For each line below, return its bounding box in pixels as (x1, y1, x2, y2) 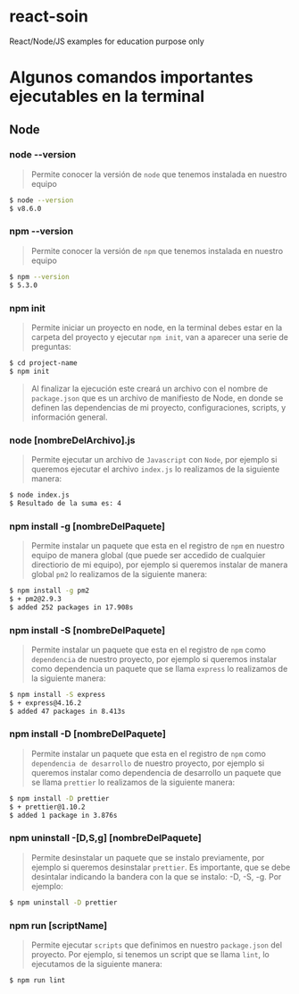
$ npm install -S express (9, 690, 105, 699)
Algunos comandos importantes (9, 67, 253, 88)
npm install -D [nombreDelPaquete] (9, 727, 167, 740)
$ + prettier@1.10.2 (9, 803, 87, 811)
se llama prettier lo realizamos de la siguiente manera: (30, 777, 236, 787)
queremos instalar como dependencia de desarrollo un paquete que (30, 767, 282, 777)
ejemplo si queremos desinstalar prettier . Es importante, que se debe (30, 862, 291, 872)
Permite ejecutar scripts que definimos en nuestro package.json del (30, 939, 283, 950)
